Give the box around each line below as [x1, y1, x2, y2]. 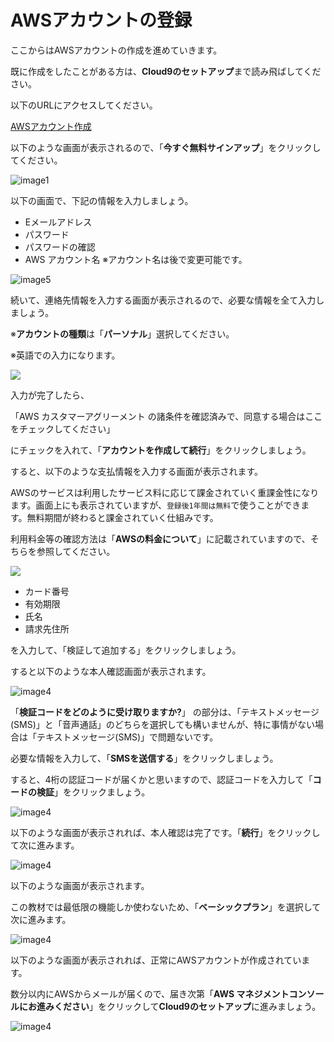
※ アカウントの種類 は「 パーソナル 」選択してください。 [10, 327, 235, 340]
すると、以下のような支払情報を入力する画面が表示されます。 [10, 465, 264, 477]
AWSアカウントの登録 [10, 9, 193, 32]
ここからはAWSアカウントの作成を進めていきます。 [10, 44, 223, 56]
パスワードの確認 [24, 241, 96, 253]
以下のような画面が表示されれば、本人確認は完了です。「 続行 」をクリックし [10, 826, 321, 838]
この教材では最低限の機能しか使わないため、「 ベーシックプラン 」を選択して [10, 901, 322, 913]
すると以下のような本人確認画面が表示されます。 [10, 665, 212, 677]
